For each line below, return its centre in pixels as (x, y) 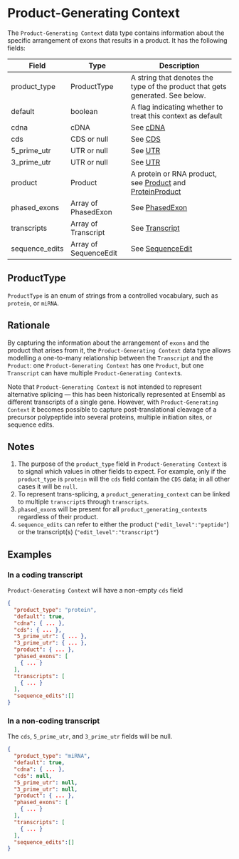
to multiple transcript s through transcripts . (83, 502)
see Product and (158, 182)
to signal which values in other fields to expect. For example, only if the (122, 472)
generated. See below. (168, 95)
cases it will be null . (48, 486)
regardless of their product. (58, 517)
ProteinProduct (156, 192)
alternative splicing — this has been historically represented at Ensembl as (116, 394)
